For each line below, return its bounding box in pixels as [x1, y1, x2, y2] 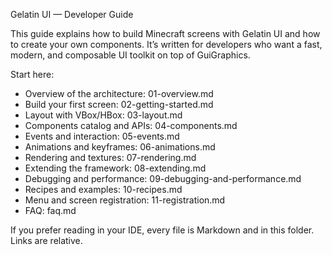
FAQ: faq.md [24, 205, 77, 216]
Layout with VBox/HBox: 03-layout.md [24, 109, 183, 121]
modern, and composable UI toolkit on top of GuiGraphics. [10, 49, 251, 61]
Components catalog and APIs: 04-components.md [24, 120, 238, 131]
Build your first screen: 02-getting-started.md [24, 99, 214, 110]
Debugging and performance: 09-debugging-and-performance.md [24, 173, 302, 184]
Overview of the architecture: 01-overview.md [24, 88, 214, 99]
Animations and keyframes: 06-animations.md [24, 141, 216, 153]
